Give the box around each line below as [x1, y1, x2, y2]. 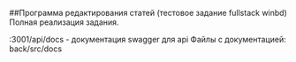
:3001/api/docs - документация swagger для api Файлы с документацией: [9, 35, 286, 44]
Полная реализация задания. [9, 17, 119, 27]
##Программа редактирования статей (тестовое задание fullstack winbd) [9, 8, 287, 18]
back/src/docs [9, 43, 63, 54]
